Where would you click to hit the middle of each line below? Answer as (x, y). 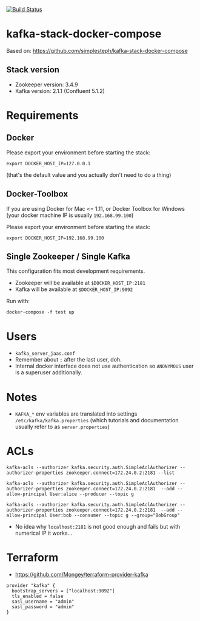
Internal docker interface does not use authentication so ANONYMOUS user (104, 366)
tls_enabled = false (38, 596)
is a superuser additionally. (49, 372)
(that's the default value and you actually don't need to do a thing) (89, 175)
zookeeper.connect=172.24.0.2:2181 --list (120, 473)
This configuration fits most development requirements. (76, 271)
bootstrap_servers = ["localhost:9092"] (63, 591)
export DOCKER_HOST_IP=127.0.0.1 (48, 163)
